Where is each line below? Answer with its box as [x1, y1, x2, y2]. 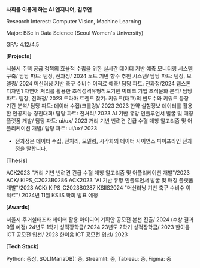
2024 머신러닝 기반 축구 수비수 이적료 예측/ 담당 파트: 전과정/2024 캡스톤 [19, 80, 191, 87]
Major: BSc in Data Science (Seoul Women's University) [6, 29, 144, 36]
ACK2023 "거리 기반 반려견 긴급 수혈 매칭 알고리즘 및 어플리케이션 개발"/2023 [6, 169, 190, 176]
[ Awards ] [6, 203, 30, 211]
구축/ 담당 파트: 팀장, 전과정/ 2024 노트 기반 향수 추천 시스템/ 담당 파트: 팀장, [6, 72, 186, 80]
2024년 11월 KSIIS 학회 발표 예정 [22, 191, 98, 199]
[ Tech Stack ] [6, 243, 39, 250]
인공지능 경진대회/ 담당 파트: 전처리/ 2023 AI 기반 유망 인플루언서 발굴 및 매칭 [12, 110, 193, 117]
